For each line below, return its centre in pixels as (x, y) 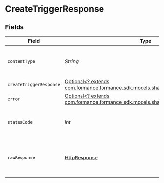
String (72, 61)
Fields (15, 27)
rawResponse (21, 158)
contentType (21, 62)
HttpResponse (81, 158)
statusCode (20, 122)
